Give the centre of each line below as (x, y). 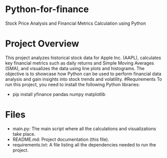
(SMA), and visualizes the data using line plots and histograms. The (75, 68)
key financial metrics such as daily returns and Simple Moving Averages (80, 63)
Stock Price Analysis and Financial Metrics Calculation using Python (76, 23)
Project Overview (42, 44)
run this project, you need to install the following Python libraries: (72, 84)
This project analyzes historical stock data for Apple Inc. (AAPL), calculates (83, 58)
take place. (24, 134)
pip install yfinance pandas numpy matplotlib (59, 94)
